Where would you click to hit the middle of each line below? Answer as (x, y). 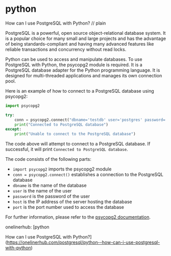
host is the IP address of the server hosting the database (72, 202)
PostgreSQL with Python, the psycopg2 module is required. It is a (74, 65)
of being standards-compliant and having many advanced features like (80, 44)
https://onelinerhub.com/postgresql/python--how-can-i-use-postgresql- (83, 242)
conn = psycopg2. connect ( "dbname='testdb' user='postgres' (79, 120)
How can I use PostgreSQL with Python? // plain (56, 23)
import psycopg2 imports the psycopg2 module (62, 169)
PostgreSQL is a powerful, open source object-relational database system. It (86, 33)
